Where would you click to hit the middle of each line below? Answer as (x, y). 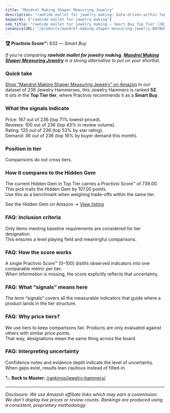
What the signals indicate (37, 108)
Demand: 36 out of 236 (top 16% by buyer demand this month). (71, 135)
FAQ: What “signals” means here (47, 287)
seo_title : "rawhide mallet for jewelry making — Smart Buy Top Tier (80, 24)
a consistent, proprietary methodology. (46, 405)
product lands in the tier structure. (41, 303)
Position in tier (23, 149)
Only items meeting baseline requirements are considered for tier (73, 228)
